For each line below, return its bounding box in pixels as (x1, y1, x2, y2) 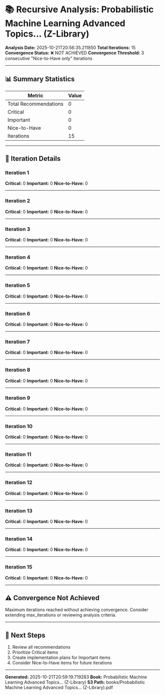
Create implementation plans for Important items (12, 655, 110, 660)
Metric (27, 92, 44, 99)
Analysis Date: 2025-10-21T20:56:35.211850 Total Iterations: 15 (5, 44, 136, 50)
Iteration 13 (5, 507, 33, 514)
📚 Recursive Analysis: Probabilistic (5, 4, 154, 15)
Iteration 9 (5, 394, 30, 401)
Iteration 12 (5, 479, 33, 486)
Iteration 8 (5, 366, 30, 373)
